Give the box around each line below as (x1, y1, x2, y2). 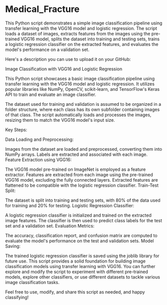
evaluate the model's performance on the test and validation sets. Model (5, 238, 154, 244)
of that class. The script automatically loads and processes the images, (5, 111, 152, 118)
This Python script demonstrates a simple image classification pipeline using (5, 20, 163, 26)
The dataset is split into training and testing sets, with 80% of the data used (5, 197, 161, 203)
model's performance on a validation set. (5, 46, 90, 52)
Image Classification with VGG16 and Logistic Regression (5, 66, 123, 72)
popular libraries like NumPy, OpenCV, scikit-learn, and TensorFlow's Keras (5, 86, 160, 92)
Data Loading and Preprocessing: (5, 136, 74, 142)
